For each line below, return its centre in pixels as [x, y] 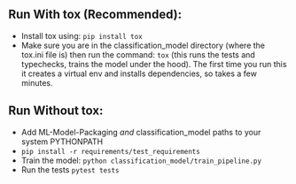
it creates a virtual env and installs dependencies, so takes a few [139, 73]
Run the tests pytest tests [70, 169]
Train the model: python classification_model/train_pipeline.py [141, 160]
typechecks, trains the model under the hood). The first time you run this [154, 64]
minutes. [37, 82]
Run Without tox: [56, 111]
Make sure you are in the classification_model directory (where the [143, 45]
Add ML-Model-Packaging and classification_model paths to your [141, 132]
